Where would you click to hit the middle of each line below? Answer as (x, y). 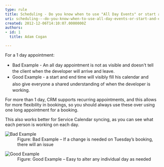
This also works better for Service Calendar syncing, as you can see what (79, 120)
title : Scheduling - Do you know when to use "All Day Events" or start (81, 14)
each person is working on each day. (42, 125)
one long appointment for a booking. (42, 110)
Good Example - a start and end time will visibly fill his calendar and (80, 77)
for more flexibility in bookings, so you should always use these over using (80, 105)
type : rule (16, 10)
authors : (14, 28)
